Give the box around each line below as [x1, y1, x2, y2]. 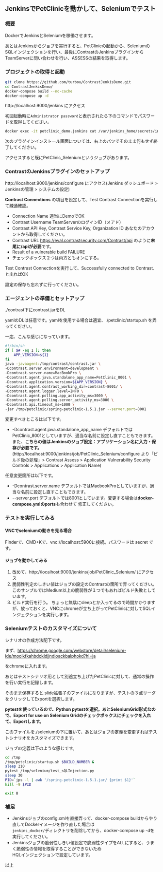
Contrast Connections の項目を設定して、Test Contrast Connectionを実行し [5, 196, 158, 202]
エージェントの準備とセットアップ [5, 295, 85, 302]
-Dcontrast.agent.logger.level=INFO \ [5, 389, 83, 394]
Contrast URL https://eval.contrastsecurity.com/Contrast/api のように [12, 237, 151, 243]
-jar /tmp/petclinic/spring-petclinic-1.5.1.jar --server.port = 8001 [5, 407, 147, 412]
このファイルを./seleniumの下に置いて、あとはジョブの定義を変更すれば [5, 729, 149, 735]
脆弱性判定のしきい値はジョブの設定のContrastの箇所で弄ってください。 [12, 581, 157, 587]
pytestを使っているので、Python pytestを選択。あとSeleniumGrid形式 [5, 706, 147, 712]
